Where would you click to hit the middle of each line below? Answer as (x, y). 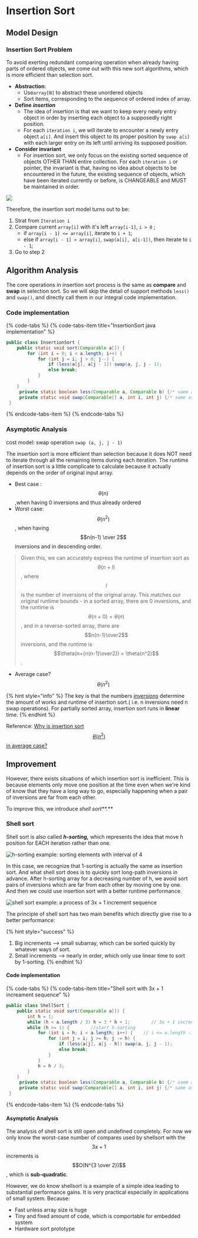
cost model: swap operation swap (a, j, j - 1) (64, 442)
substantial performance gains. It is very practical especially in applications (98, 1192)
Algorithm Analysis (42, 271)
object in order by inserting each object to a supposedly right (98, 117)
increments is (23, 1156)
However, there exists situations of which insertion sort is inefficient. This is (98, 778)
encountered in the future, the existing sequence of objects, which (104, 174)
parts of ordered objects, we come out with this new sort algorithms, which (97, 68)
